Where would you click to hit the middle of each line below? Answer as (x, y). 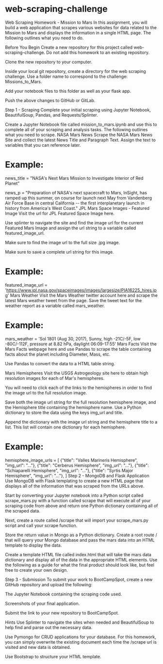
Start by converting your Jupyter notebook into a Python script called (74, 495)
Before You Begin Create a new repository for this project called (69, 47)
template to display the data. (33, 545)
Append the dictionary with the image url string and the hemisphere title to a (81, 422)
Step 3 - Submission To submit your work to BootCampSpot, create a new (79, 579)
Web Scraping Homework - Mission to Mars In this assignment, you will (76, 22)
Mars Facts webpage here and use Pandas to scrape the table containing (78, 349)
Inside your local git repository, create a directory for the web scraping (76, 71)
